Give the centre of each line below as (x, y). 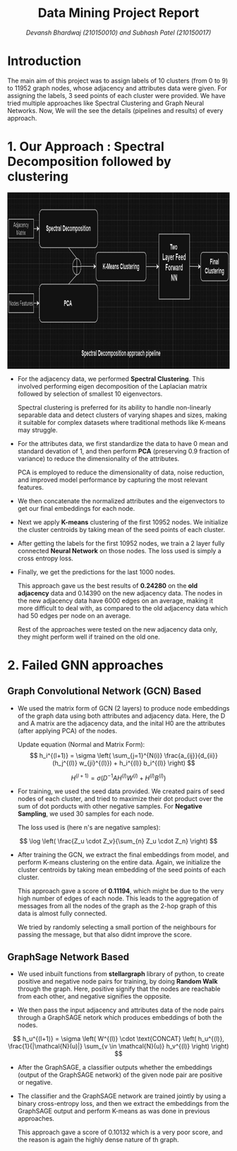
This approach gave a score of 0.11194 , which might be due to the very (121, 891)
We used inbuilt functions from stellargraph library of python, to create (121, 974)
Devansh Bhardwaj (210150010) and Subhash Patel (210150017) (119, 32)
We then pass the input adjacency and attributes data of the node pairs (121, 1010)
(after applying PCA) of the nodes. (67, 730)
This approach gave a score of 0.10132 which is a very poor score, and (120, 1132)
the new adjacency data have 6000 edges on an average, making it (115, 601)
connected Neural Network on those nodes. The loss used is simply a (120, 550)
